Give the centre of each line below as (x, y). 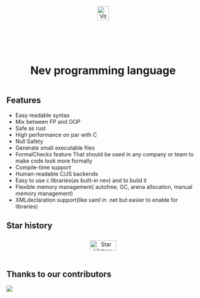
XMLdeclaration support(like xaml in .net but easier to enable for (97, 200)
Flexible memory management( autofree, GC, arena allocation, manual (104, 186)
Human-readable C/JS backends (56, 174)
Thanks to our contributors (59, 274)
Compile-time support (43, 167)
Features (24, 100)
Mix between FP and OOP (48, 121)
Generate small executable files (55, 148)
